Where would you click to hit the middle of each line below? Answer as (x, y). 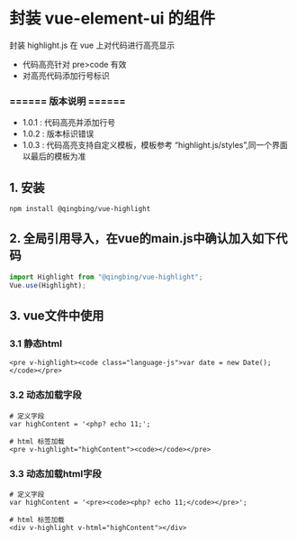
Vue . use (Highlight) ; (48, 285)
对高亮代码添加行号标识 (66, 75)
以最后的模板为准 (54, 156)
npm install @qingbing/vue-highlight (80, 209)
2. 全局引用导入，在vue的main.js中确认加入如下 (143, 238)
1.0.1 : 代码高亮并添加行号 (69, 123)
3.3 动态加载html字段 (55, 473)
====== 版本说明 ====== (67, 101)
